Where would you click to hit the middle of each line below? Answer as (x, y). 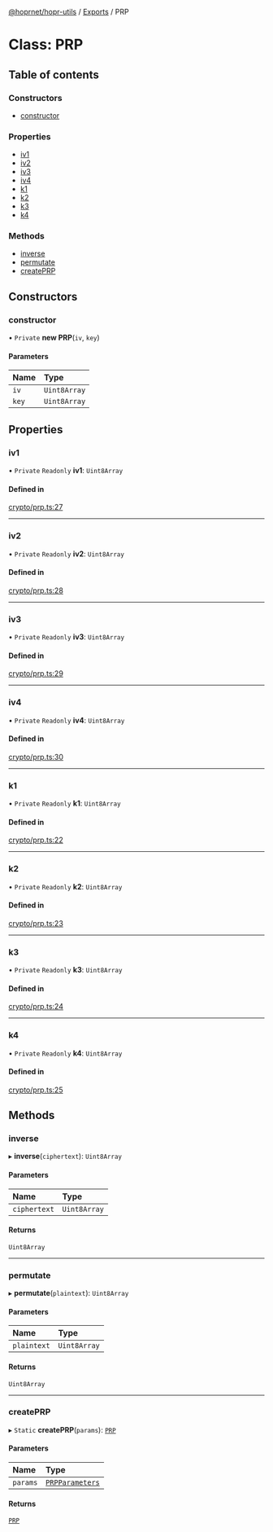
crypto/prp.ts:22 (36, 840)
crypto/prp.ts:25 (36, 1090)
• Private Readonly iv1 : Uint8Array (66, 471)
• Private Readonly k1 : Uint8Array (65, 803)
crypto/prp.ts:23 (36, 923)
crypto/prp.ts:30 (36, 757)
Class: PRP (46, 45)
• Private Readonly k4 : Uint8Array (65, 1053)
